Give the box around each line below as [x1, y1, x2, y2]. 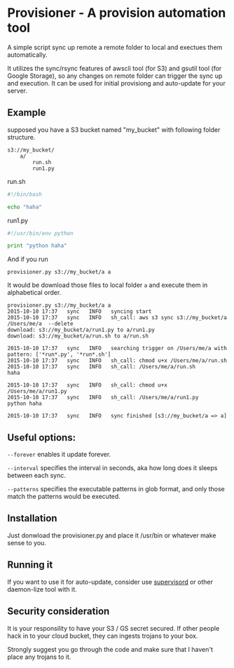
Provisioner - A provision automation [7, 5, 226, 21]
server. [7, 86, 28, 95]
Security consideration [7, 606, 110, 617]
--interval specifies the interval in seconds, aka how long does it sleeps [7, 464, 218, 472]
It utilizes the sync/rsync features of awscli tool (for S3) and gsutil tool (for [7, 64, 222, 72]
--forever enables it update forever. [7, 450, 111, 459]
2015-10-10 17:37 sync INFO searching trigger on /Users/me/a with [7, 345, 228, 352]
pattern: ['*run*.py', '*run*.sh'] [7, 351, 111, 359]
